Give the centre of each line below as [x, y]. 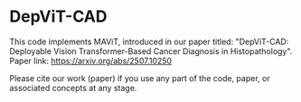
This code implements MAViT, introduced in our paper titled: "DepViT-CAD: [149, 42]
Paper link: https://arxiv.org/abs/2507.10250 [91, 60]
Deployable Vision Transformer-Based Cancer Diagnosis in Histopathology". [151, 51]
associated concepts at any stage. [73, 88]
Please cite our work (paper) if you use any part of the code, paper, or [140, 78]
